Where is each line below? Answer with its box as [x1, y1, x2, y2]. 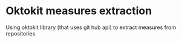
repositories [5, 30, 36, 37]
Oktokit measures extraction [5, 4, 152, 18]
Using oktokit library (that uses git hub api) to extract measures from [5, 24, 177, 31]
